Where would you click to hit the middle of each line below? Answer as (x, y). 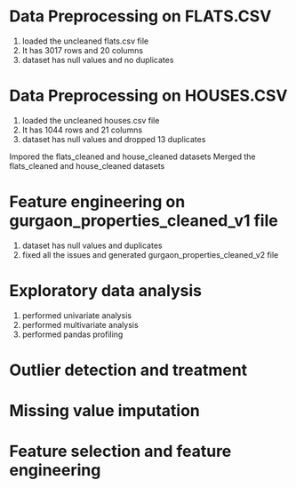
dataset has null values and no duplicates (98, 60)
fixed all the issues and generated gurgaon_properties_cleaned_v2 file (150, 254)
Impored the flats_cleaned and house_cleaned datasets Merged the (132, 156)
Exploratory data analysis (106, 291)
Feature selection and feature (120, 452)
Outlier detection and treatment (128, 370)
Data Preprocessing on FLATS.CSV (140, 16)
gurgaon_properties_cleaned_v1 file (144, 221)
